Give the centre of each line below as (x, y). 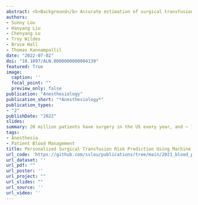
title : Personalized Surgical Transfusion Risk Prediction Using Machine (99, 149)
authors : (17, 17)
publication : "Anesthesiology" (44, 94)
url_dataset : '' (26, 160)
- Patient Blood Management (41, 143)
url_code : (18, 154)
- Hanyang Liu (24, 28)
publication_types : (30, 105)
